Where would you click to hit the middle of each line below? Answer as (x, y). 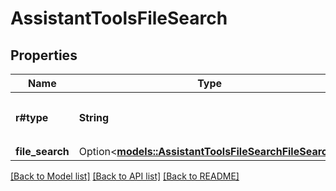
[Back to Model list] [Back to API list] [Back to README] (125, 176)
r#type (32, 117)
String (94, 117)
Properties (44, 55)
